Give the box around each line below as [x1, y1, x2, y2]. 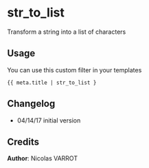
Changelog [7, 98, 56, 109]
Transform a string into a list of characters [7, 28, 126, 36]
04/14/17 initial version [16, 116, 81, 125]
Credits [7, 136, 40, 147]
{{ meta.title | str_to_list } [7, 79, 97, 86]
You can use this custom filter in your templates [7, 65, 142, 74]
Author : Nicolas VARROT [7, 154, 78, 162]
